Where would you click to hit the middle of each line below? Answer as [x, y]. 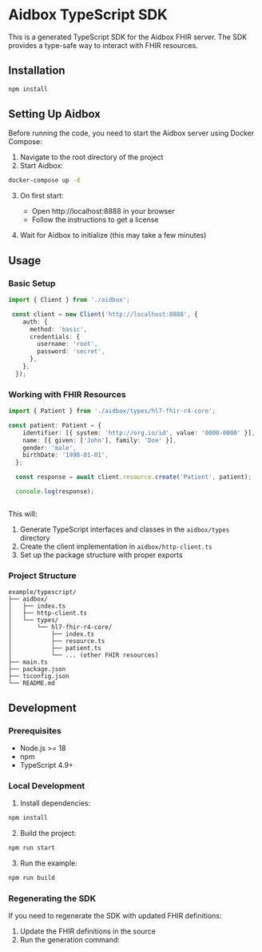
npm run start [32, 848]
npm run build [32, 878]
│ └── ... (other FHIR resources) [83, 655]
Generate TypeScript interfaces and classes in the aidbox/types [125, 529]
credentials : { [55, 337]
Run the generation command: [69, 940]
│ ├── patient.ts [55, 649]
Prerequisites [35, 730]
